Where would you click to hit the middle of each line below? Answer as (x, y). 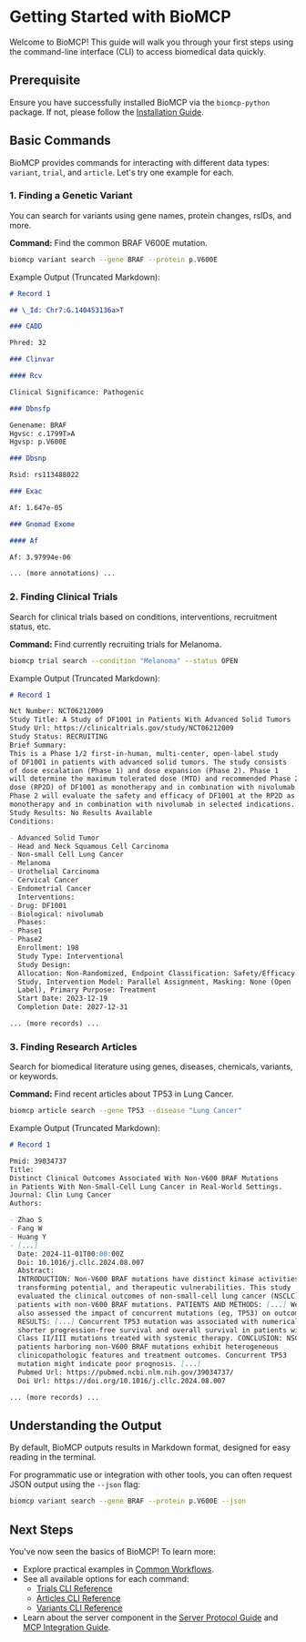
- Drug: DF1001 (38, 905)
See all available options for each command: (106, 1579)
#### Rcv (26, 376)
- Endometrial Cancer (51, 888)
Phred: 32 (28, 343)
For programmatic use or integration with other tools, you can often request (151, 1475)
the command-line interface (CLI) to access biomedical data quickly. (138, 51)
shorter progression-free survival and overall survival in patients (152, 1330)
